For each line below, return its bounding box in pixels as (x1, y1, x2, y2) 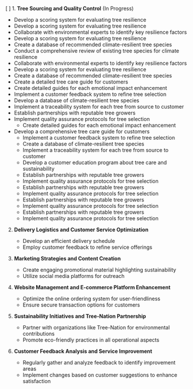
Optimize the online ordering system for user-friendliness (22, 295, 161, 302)
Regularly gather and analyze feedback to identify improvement (22, 359, 176, 366)
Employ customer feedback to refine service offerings (22, 244, 153, 251)
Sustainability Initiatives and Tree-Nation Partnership (13, 312, 146, 319)
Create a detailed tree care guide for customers (13, 78, 129, 85)
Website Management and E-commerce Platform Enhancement (13, 284, 171, 291)
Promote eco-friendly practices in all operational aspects (22, 336, 160, 343)
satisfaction (22, 378, 51, 384)
